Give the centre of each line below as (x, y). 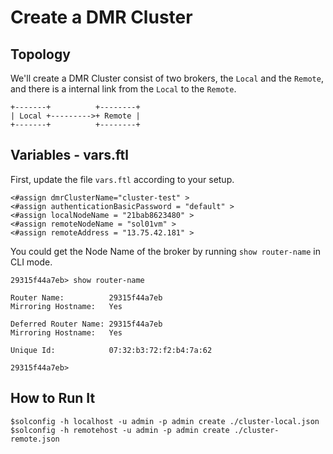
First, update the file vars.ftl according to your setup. (122, 179)
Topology (40, 54)
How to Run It (53, 398)
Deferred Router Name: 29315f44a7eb (86, 324)
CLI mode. (31, 262)
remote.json (35, 439)
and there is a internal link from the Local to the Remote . (123, 89)
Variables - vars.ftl (69, 155)
